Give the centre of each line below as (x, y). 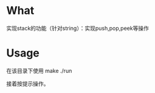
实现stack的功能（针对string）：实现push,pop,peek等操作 (77, 28)
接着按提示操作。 (28, 83)
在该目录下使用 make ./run (39, 71)
